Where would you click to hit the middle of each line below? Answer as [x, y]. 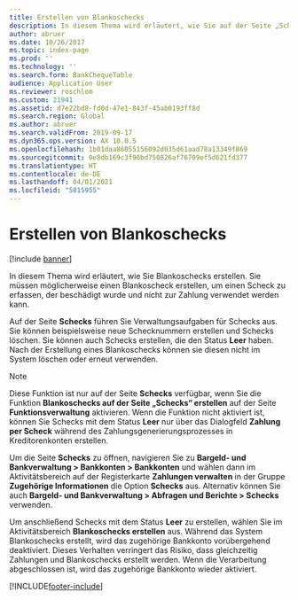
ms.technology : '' [43, 67]
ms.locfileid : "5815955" [55, 191]
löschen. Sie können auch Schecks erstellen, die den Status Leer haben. [141, 340]
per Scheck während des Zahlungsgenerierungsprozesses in [121, 431]
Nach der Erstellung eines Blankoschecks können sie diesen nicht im [135, 349]
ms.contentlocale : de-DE [55, 174]
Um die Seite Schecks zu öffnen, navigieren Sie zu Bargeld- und [128, 457]
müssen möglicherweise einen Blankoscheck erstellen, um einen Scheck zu [148, 285]
